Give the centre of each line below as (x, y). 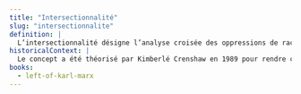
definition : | (36, 34)
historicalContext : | (50, 51)
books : (21, 68)
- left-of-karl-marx (56, 76)
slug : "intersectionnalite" (62, 26)
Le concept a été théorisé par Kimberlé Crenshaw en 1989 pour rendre (152, 59)
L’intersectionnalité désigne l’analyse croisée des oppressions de (148, 43)
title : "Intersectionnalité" (64, 17)
